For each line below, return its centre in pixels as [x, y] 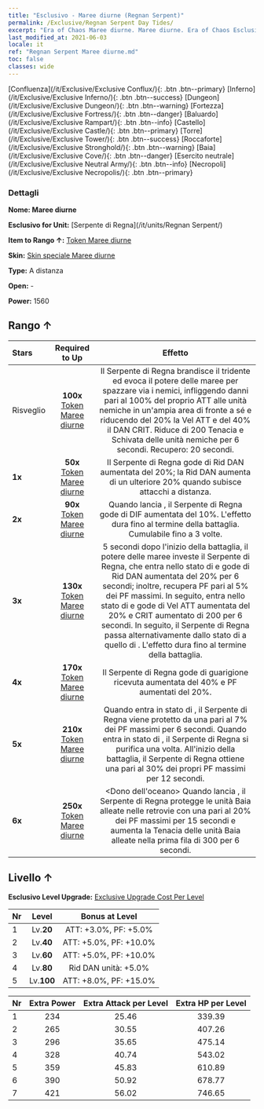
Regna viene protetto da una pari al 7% [175, 719]
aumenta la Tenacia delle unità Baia [176, 830]
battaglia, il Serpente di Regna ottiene [176, 759]
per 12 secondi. [176, 778]
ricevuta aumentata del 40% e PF [175, 682]
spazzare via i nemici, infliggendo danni [176, 390]
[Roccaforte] [202, 139]
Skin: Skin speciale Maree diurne [62, 255]
